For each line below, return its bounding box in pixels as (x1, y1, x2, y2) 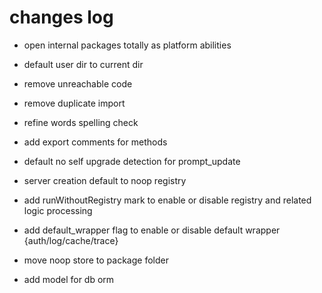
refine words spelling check (23, 116, 139, 128)
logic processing (23, 204, 93, 216)
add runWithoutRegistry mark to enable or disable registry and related (23, 194, 312, 206)
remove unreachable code (23, 77, 133, 90)
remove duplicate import (23, 97, 126, 109)
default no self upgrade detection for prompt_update (23, 155, 241, 167)
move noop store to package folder (23, 254, 169, 266)
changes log (9, 6, 114, 29)
